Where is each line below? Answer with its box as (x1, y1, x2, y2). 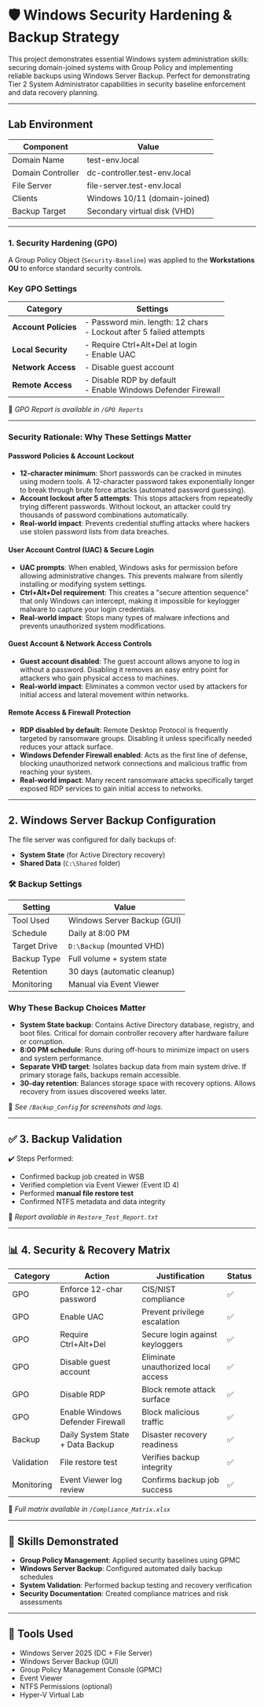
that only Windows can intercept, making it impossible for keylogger (19, 596, 240, 605)
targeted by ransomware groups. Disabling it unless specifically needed (19, 734, 252, 743)
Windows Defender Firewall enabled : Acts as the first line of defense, (19, 751, 247, 760)
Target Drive (12, 941, 58, 952)
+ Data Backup (60, 1439, 115, 1450)
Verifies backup (141, 1452, 200, 1463)
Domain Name (12, 154, 65, 165)
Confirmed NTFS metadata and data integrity (19, 1197, 167, 1206)
